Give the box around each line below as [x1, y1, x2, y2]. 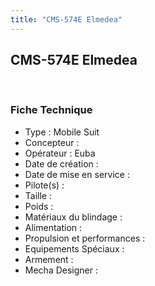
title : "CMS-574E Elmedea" [10, 14, 123, 25]
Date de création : [24, 157, 99, 170]
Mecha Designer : [24, 264, 98, 276]
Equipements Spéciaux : [24, 242, 125, 255]
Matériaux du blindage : [24, 211, 123, 223]
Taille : [24, 189, 52, 201]
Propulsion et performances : [24, 232, 146, 244]
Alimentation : [24, 221, 83, 233]
